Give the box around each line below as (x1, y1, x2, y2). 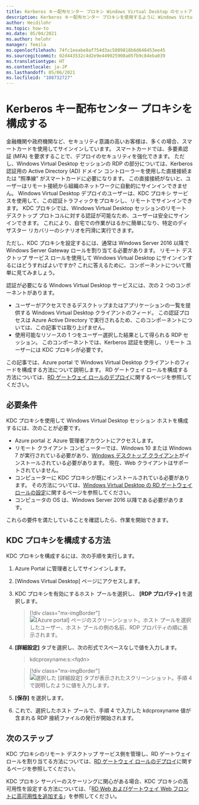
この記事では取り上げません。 (35, 324, 108, 331)
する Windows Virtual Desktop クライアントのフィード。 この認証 (20, 309, 179, 316)
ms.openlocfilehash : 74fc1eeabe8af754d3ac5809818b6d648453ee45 (6, 47, 166, 53)
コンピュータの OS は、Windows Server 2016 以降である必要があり (14, 496, 179, 503)
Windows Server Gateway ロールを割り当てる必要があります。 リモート (6, 247, 181, 254)
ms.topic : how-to (6, 25, 49, 31)
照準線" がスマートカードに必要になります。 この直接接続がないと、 (20, 175, 186, 182)
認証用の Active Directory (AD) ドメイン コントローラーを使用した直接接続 (6, 167, 187, 175)
